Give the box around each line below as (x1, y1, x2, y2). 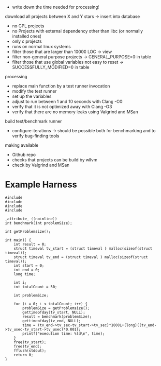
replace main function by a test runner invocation (12, 83, 110, 89)
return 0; (14, 352, 34, 357)
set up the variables (12, 93, 52, 99)
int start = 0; (14, 263, 44, 268)
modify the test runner (12, 88, 57, 94)
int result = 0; (14, 242, 47, 247)
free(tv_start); (14, 340, 47, 345)
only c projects (12, 38, 42, 44)
